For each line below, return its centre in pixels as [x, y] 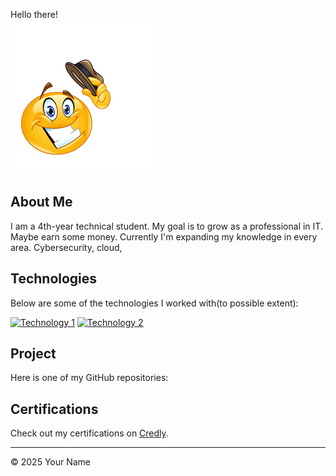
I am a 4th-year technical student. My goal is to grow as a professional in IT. [166, 226]
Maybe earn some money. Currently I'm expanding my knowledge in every [164, 236]
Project [33, 354]
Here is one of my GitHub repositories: [89, 378]
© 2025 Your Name [51, 462]
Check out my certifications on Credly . [89, 433]
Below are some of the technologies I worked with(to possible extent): [154, 303]
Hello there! [34, 14]
